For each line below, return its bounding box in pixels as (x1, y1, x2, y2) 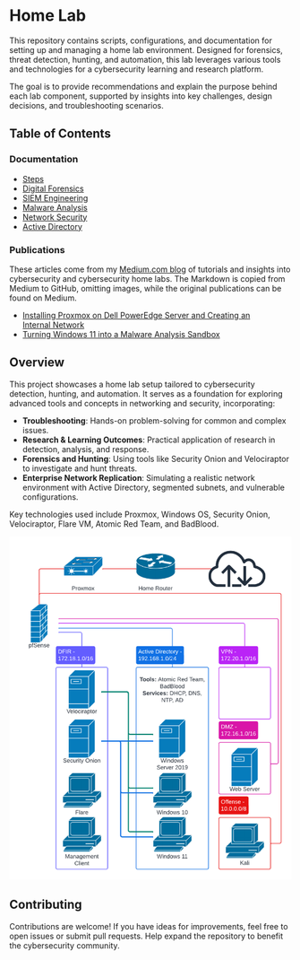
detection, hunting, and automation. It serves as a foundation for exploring (9, 388, 284, 399)
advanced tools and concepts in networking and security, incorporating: (9, 397, 276, 408)
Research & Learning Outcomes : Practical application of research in (21, 434, 276, 445)
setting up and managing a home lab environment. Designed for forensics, (9, 44, 284, 55)
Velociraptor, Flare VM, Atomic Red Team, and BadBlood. (9, 518, 219, 529)
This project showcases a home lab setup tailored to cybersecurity (9, 379, 255, 389)
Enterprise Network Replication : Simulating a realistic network (21, 472, 255, 483)
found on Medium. (9, 292, 78, 303)
